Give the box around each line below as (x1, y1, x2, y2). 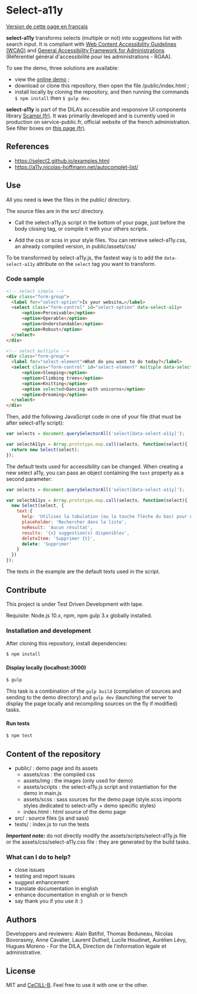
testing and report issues (14, 872, 75, 880)
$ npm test (6, 733, 33, 739)
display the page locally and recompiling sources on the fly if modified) (6, 700, 178, 707)
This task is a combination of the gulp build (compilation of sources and (6, 688, 182, 695)
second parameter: (6, 475, 52, 482)
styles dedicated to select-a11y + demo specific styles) (23, 802, 157, 809)
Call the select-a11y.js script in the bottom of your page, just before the (14, 218, 186, 226)
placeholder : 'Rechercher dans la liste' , (21, 519, 127, 525)
